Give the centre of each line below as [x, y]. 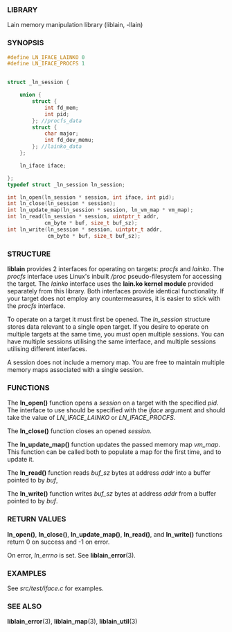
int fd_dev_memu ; [69, 140]
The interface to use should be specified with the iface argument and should [116, 410]
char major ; [61, 133]
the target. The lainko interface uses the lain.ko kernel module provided [110, 284]
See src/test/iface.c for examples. [55, 588]
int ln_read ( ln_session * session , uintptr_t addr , [83, 217]
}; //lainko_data [57, 147]
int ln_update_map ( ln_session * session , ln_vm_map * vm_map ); [100, 210]
